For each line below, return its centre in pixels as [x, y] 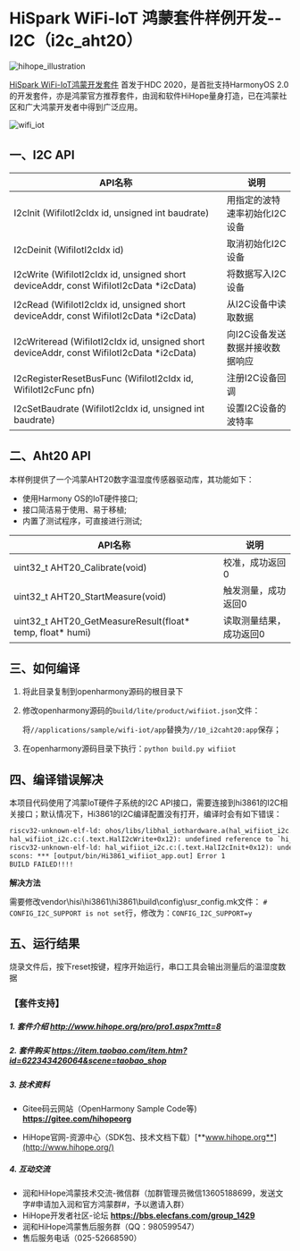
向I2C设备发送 [256, 334]
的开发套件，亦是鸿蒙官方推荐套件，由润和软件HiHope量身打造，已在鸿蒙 [144, 96]
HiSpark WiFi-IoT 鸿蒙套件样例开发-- [146, 18]
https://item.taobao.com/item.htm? [119, 1051]
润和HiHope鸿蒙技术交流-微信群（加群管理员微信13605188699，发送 [149, 1193]
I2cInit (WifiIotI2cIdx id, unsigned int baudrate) [112, 213]
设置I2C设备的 [256, 408]
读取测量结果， [254, 620]
